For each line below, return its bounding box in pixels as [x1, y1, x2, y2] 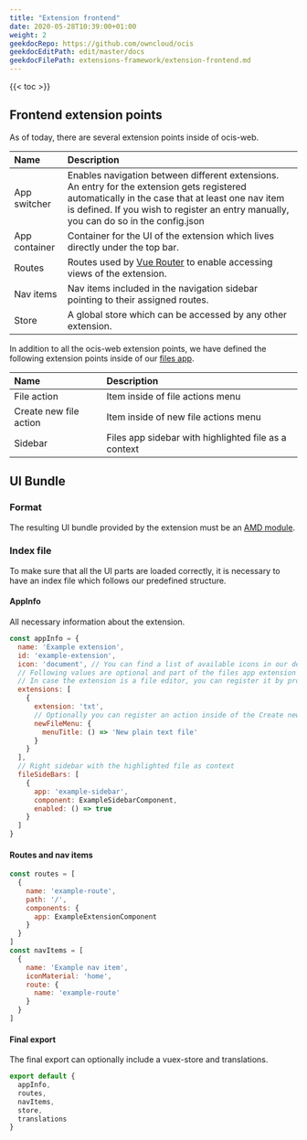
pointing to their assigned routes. [67, 293, 209, 306]
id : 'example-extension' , [17, 651, 117, 660]
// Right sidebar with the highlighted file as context [17, 762, 235, 771]
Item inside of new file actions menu [106, 410, 262, 423]
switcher [14, 197, 52, 210]
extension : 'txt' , [33, 702, 104, 711]
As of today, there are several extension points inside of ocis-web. [9, 132, 259, 143]
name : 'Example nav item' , [26, 963, 129, 972]
